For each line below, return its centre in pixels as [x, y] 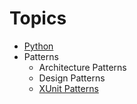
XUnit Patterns [68, 88]
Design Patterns [72, 78]
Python [38, 46]
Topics [38, 18]
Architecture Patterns [82, 67]
